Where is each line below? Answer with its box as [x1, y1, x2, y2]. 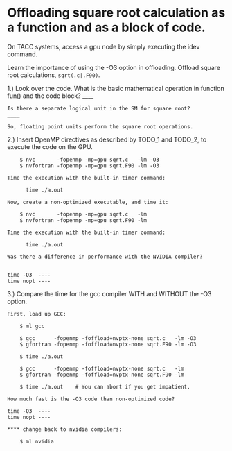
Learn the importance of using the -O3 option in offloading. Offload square [7, 63, 220, 71]
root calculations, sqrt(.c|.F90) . [7, 71, 100, 79]
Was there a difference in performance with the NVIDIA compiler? [7, 253, 203, 260]
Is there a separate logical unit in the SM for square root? [7, 105, 190, 112]
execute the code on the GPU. [7, 142, 93, 151]
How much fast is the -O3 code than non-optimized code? [7, 395, 175, 402]
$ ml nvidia [19, 438, 54, 445]
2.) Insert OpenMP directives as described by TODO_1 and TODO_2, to [7, 135, 207, 144]
